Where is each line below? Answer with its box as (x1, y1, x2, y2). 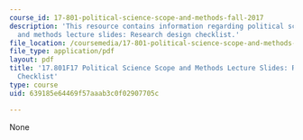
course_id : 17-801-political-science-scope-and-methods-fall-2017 (9, 13, 264, 23)
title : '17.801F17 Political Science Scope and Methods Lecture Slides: (9, 64, 289, 73)
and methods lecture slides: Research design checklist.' (17, 30, 241, 39)
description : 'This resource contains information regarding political (9, 22, 284, 31)
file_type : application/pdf (9, 47, 115, 56)
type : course (9, 80, 59, 89)
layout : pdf (9, 55, 54, 64)
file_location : (9, 38, 67, 48)
